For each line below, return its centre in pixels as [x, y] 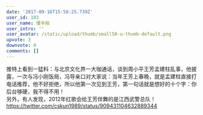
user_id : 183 [23, 17]
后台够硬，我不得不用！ [35, 92]
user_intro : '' [25, 29]
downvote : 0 [21, 46]
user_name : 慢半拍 [28, 23]
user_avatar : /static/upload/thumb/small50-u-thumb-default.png [89, 34]
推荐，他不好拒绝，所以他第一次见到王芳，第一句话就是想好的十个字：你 [107, 84]
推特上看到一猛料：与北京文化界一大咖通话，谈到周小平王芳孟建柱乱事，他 [99, 69]
